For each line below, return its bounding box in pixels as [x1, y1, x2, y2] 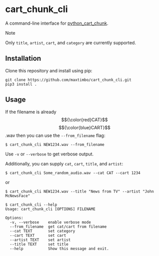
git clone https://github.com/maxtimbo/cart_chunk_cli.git [5, 77, 132, 82]
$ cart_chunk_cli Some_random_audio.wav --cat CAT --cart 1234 [5, 170, 141, 176]
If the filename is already [5, 109, 57, 115]
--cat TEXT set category [10, 228, 75, 233]
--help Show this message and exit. [10, 246, 109, 251]
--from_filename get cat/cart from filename [10, 224, 107, 229]
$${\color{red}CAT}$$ [61, 117, 108, 123]
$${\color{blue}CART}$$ [58, 124, 111, 130]
